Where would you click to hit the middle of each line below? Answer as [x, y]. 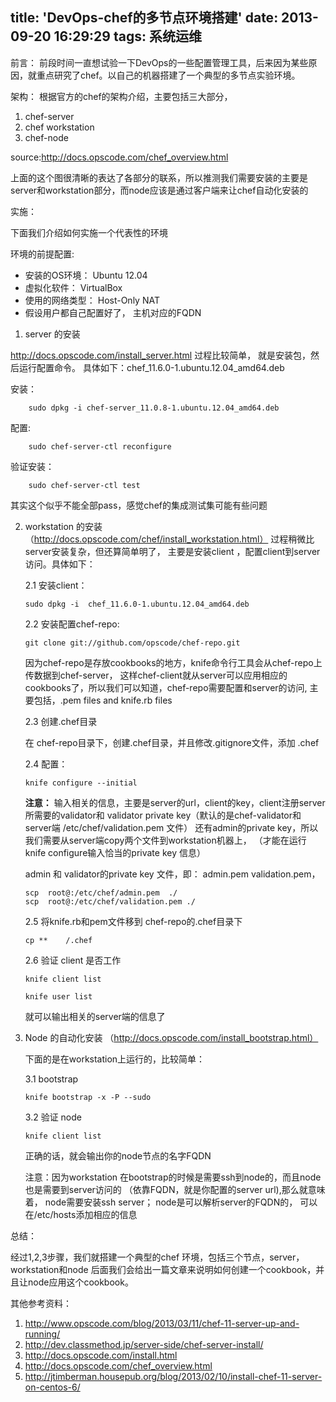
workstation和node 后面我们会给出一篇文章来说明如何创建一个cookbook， [163, 1269]
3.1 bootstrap [51, 1079]
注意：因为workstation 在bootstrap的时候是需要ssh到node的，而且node [173, 1177]
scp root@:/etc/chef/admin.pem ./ [101, 893]
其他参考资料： [41, 1303]
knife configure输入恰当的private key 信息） [115, 852]
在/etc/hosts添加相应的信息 [81, 1214]
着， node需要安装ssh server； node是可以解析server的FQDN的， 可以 [171, 1202]
